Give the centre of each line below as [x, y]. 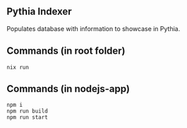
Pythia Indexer [39, 12]
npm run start [28, 117]
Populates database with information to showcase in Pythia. [93, 28]
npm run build [28, 111]
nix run [18, 67]
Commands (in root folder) [66, 51]
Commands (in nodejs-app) [68, 89]
